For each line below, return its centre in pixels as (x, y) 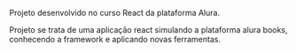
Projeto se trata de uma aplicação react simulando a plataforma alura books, (148, 30)
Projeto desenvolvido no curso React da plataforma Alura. (114, 13)
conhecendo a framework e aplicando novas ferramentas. (115, 39)
